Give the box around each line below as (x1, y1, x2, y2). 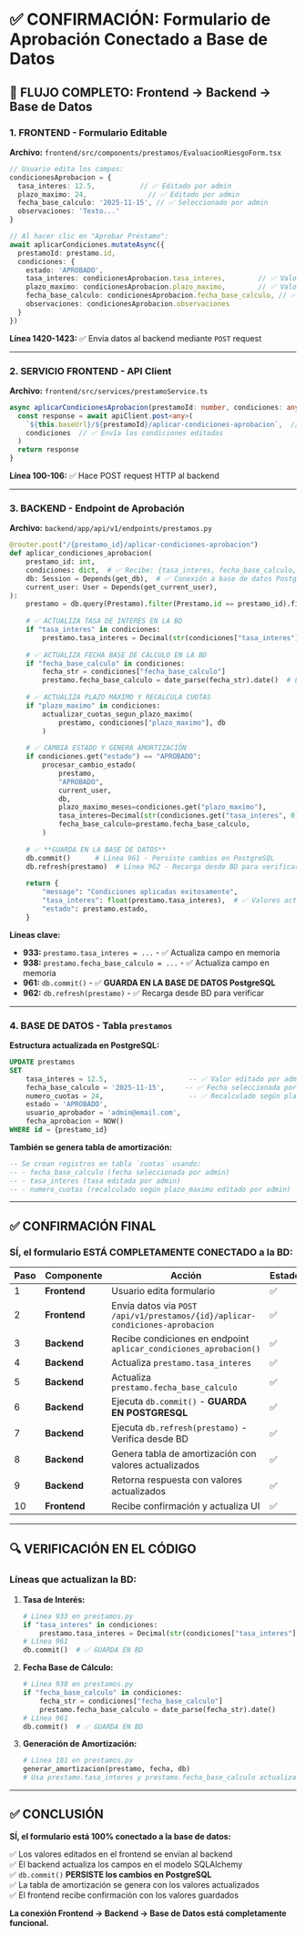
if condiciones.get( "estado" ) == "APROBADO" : (25, 752, 202, 761)
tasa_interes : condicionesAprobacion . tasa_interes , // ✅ (25, 274, 277, 283)
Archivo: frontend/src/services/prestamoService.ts (9, 385, 209, 396)
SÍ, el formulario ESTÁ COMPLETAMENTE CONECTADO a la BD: (9, 1246, 293, 1258)
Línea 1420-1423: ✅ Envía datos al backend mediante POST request (9, 332, 262, 343)
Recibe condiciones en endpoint (111, 1332, 250, 1345)
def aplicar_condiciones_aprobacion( (9, 549, 153, 558)
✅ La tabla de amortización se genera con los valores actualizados (9, 1879, 260, 1890)
